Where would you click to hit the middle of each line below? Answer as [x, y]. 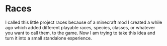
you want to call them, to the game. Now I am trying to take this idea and [80, 33]
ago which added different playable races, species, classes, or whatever [80, 27]
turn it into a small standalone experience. [49, 38]
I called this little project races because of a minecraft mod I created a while [84, 22]
